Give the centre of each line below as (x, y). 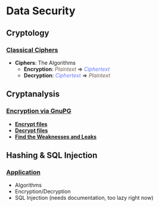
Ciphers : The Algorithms (45, 62)
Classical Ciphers (32, 50)
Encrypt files (31, 124)
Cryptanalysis (33, 94)
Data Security (41, 11)
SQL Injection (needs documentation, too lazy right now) (84, 198)
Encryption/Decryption (43, 192)
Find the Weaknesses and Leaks (56, 137)
